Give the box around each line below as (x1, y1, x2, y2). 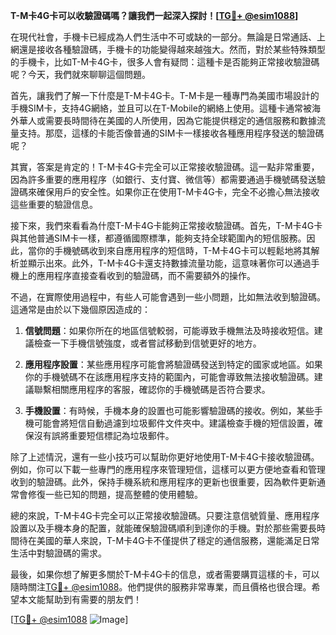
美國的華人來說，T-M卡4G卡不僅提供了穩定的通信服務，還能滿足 (36, 535, 303, 546)
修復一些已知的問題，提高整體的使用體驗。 (27, 489, 203, 500)
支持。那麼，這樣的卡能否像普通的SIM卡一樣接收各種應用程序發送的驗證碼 (18, 127, 325, 139)
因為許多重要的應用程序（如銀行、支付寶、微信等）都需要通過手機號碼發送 (10, 174, 317, 185)
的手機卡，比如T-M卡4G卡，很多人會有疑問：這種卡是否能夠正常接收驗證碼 (10, 56, 320, 68)
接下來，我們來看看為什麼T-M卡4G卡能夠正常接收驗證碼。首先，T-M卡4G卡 (10, 220, 323, 231)
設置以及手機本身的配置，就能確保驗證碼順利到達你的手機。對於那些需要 (10, 522, 308, 534)
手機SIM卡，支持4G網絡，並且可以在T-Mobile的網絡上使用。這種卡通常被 (10, 102, 312, 114)
